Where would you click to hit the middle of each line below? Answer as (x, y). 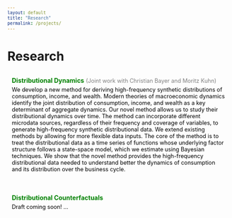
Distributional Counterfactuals (58, 197)
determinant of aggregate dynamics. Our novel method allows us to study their (115, 110)
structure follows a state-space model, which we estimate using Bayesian (108, 150)
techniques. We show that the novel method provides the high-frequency (108, 156)
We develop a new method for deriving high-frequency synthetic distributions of (117, 90)
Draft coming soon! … (40, 207)
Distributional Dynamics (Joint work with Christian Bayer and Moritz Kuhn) (114, 81)
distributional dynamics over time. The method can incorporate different (106, 116)
